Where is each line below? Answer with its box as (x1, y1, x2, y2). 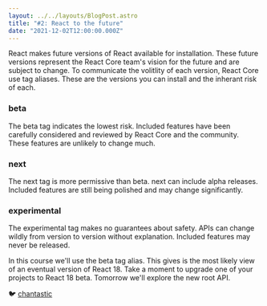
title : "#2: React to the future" (8, 19, 124, 27)
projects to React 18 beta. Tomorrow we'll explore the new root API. (8, 273, 231, 283)
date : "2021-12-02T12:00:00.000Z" (8, 27, 124, 35)
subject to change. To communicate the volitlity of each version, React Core (8, 66, 259, 75)
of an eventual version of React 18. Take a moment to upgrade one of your (8, 264, 253, 274)
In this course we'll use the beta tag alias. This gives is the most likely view (8, 256, 255, 266)
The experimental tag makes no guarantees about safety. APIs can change (8, 223, 255, 233)
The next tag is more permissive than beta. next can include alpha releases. (8, 176, 258, 186)
